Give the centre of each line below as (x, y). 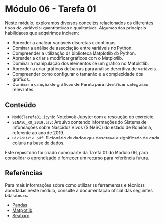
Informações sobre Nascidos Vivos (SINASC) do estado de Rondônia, (82, 127)
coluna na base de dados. (38, 143)
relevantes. (23, 89)
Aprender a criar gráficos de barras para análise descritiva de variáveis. (85, 69)
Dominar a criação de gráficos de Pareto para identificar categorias (80, 84)
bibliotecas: (17, 195)
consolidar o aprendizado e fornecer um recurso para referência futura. (77, 158)
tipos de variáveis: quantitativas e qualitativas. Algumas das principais (76, 28)
